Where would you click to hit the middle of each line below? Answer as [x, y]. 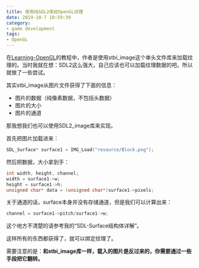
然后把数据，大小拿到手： [38, 162]
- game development [31, 28]
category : [19, 23]
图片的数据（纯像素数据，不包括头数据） [65, 98]
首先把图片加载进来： [32, 138]
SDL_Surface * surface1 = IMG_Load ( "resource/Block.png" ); [80, 150]
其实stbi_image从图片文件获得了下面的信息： [62, 85]
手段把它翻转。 [25, 259]
